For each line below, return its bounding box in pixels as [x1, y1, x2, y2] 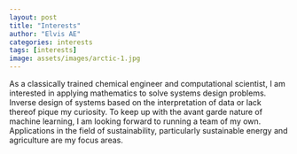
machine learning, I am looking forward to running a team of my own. [9, 116, 262, 127]
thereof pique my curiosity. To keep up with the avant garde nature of [9, 107, 263, 117]
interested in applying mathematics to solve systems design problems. [9, 88, 267, 98]
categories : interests [9, 37, 93, 47]
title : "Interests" [9, 21, 82, 30]
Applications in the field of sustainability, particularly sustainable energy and [9, 126, 288, 135]
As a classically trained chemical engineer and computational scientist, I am [9, 79, 285, 89]
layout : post [9, 12, 58, 22]
